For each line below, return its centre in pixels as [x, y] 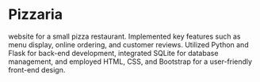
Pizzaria [36, 15]
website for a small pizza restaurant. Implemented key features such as [124, 36]
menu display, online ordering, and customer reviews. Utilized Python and [128, 44]
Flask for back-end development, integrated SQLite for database [113, 53]
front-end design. [37, 69]
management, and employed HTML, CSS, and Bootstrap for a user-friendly [130, 61]
